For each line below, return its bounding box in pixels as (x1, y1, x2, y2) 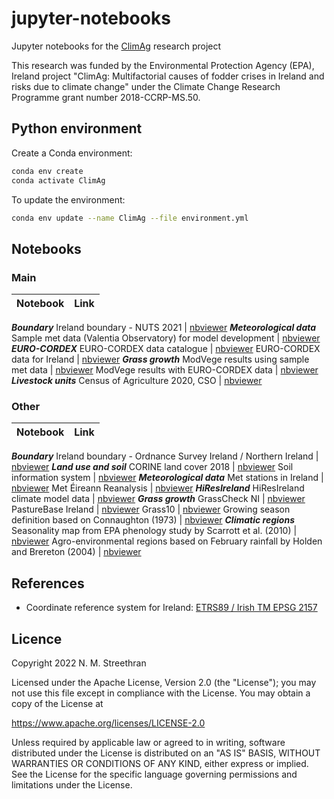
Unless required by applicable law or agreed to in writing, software (11, 736, 286, 748)
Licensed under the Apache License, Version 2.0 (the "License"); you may (11, 676, 317, 688)
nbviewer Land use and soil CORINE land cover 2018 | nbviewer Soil (11, 461, 294, 473)
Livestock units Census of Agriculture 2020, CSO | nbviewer (11, 375, 263, 387)
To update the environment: (11, 193, 126, 206)
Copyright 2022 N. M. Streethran (11, 657, 147, 669)
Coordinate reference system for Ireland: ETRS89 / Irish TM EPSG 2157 (25, 602, 318, 614)
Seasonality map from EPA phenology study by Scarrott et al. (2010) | (11, 525, 298, 537)
